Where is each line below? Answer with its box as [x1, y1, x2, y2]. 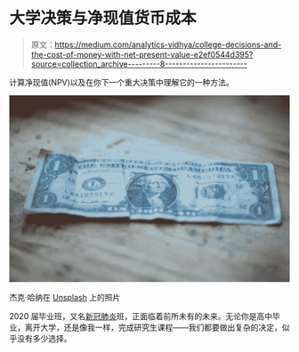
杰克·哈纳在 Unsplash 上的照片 [9, 292, 121, 302]
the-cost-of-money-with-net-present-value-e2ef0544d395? [30, 49, 254, 60]
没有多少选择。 [16, 332, 72, 343]
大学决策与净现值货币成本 [9, 8, 198, 28]
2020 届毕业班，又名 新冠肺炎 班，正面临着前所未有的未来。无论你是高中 [9, 310, 273, 321]
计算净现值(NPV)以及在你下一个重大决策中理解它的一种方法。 [9, 76, 234, 87]
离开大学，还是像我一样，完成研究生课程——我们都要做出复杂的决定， [24, 322, 282, 332]
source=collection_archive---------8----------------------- [30, 59, 247, 69]
